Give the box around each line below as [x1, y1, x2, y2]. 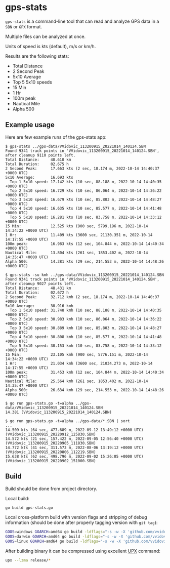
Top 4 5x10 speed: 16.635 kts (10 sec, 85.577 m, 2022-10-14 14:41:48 [10, 206, 162, 211]
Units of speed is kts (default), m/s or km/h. [5, 43, 96, 49]
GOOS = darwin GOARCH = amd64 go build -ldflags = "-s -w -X [5, 534, 123, 539]
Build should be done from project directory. [5, 485, 98, 492]
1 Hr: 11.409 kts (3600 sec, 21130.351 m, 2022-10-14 [5, 232, 153, 237]
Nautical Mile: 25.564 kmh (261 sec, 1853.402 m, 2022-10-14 [5, 379, 148, 384]
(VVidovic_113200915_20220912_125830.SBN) [5, 432, 96, 437]
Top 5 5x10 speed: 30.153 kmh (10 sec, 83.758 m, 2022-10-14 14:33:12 [10, 343, 162, 348]
